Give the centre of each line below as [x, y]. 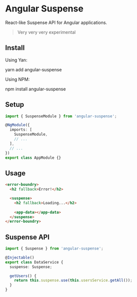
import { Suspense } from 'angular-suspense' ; [54, 249]
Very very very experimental [46, 32]
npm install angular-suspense [36, 89]
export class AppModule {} [33, 158]
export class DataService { [34, 262]
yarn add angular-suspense [34, 69]
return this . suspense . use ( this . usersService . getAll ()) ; [73, 281]
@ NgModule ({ [17, 125]
